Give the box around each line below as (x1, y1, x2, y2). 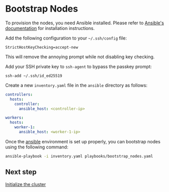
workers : (5, 115, 24, 121)
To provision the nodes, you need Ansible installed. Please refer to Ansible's (5, 20, 164, 26)
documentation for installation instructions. (5, 25, 95, 31)
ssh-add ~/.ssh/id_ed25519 (5, 73, 62, 79)
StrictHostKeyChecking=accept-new (5, 45, 79, 50)
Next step (5, 168, 37, 176)
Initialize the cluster (5, 181, 46, 187)
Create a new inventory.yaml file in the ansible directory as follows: (5, 82, 148, 88)
